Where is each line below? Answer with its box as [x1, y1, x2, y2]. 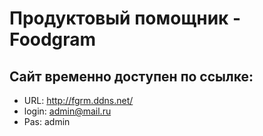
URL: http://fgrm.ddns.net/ [23, 95, 134, 106]
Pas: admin [23, 116, 71, 127]
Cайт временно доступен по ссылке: [9, 68, 254, 85]
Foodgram [9, 28, 97, 51]
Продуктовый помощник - [9, 7, 242, 30]
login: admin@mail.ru [23, 105, 112, 117]
